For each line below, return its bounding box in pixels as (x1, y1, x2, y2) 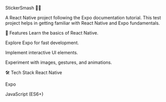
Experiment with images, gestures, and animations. (5, 59, 112, 65)
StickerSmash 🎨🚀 (5, 5, 42, 11)
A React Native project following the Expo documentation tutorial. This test (5, 15, 161, 20)
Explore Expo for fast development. (5, 40, 79, 46)
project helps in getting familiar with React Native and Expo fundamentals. (5, 20, 160, 26)
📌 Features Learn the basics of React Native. (5, 30, 98, 36)
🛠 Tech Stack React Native (5, 70, 62, 76)
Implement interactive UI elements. (5, 50, 78, 55)
